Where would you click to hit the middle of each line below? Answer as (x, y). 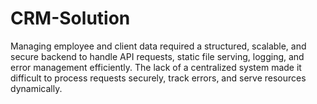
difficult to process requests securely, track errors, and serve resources (158, 78)
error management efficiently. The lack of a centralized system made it (156, 67)
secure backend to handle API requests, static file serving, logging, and (157, 56)
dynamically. (36, 88)
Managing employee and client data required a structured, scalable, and (158, 46)
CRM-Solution (70, 18)
